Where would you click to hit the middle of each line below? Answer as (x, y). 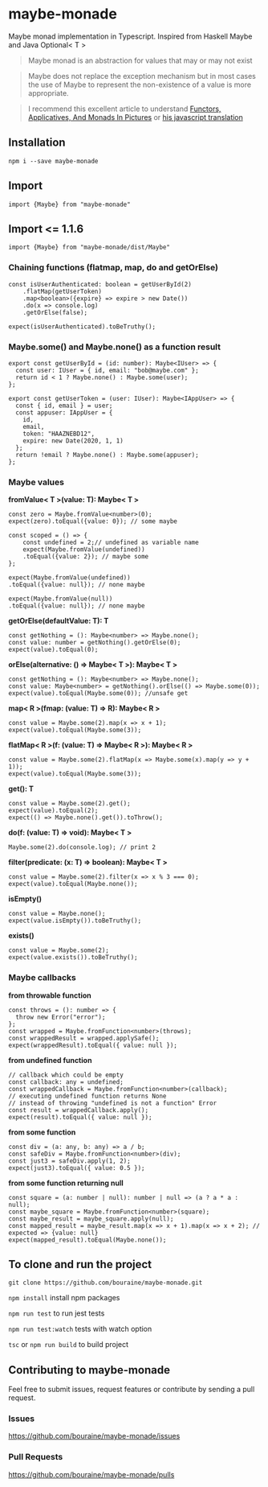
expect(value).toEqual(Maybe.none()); (73, 884)
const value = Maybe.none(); (57, 914)
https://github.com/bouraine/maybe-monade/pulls (91, 1474)
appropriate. (49, 93)
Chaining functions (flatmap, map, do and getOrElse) (114, 268)
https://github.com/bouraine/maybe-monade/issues (94, 1436)
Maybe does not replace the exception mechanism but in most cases (142, 76)
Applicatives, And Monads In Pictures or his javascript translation (135, 117)
